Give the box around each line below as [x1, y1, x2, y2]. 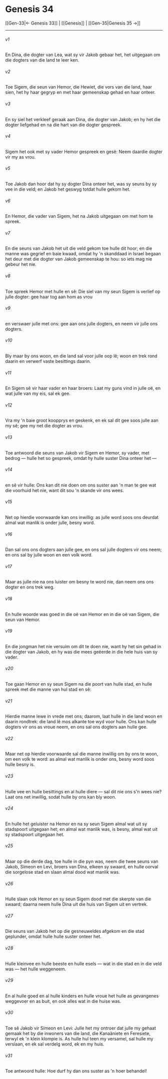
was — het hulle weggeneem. [5, 966, 66, 972]
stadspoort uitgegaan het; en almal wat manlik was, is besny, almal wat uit [5, 826, 158, 832]
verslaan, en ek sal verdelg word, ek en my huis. [5, 1041, 104, 1047]
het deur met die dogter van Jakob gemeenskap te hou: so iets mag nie [5, 256, 152, 262]
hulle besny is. [5, 762, 35, 768]
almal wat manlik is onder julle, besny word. [5, 519, 95, 525]
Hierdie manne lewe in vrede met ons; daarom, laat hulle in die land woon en [5, 713, 162, 719]
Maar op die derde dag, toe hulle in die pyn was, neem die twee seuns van [5, 858, 158, 864]
